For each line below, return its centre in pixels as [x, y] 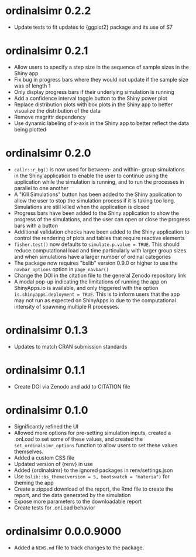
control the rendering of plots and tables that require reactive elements [99, 238]
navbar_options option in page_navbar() [61, 269]
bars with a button [36, 225]
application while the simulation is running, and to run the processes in [99, 182]
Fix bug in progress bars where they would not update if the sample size [101, 79]
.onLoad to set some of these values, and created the [78, 439]
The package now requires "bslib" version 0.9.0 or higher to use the [96, 263]
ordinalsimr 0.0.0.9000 [63, 531]
